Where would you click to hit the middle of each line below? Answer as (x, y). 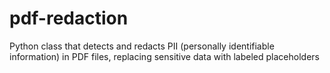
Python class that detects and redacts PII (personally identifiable (142, 46)
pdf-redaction (69, 18)
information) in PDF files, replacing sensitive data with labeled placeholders (164, 56)
